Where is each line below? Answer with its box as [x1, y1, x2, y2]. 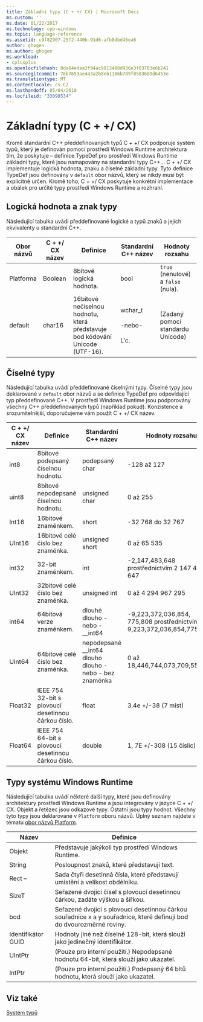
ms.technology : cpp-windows [6, 25, 77, 32]
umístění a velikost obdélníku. [54, 878, 139, 887]
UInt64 [9, 658, 29, 666]
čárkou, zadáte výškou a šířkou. [54, 895, 145, 904]
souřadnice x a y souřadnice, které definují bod [54, 913, 188, 921]
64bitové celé [37, 650, 77, 658]
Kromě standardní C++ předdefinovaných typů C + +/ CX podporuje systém [6, 139, 195, 146]
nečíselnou [72, 302, 105, 310]
